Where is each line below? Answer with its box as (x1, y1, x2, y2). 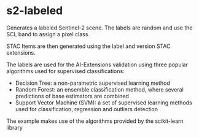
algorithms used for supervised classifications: (6, 67, 125, 74)
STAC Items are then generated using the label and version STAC (6, 42, 171, 50)
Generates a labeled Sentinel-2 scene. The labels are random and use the (6, 24, 193, 31)
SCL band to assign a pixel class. (6, 30, 90, 37)
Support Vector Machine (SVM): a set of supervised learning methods (15, 99, 192, 106)
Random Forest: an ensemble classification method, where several (15, 85, 184, 93)
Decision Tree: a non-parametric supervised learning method (15, 79, 170, 87)
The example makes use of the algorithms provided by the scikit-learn (6, 117, 184, 125)
